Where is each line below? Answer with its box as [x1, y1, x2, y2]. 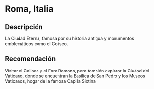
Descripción [5, 23, 43, 31]
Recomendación [5, 55, 56, 63]
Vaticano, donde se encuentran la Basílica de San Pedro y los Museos [5, 73, 145, 79]
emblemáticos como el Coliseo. [5, 41, 68, 47]
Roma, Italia [5, 3, 54, 15]
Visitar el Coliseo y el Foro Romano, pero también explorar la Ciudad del [5, 68, 150, 73]
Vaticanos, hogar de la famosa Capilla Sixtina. [5, 78, 97, 84]
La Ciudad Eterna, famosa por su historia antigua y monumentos [5, 36, 134, 41]
